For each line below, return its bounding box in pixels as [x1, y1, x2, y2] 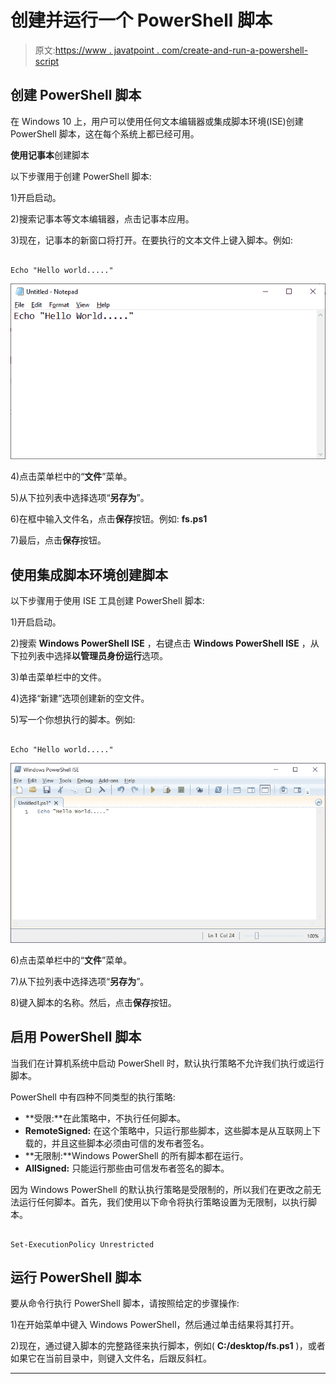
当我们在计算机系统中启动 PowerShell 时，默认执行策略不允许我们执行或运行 [10, 1057, 325, 1069]
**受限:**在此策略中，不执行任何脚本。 [24, 1112, 186, 1124]
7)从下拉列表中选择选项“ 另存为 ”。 [10, 975, 150, 987]
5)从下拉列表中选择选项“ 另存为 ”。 [10, 492, 150, 504]
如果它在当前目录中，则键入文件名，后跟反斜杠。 [10, 1352, 212, 1365]
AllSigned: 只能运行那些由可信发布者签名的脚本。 [24, 1162, 230, 1174]
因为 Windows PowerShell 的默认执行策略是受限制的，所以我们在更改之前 [10, 1183, 313, 1195]
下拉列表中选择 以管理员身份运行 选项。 [10, 650, 168, 662]
